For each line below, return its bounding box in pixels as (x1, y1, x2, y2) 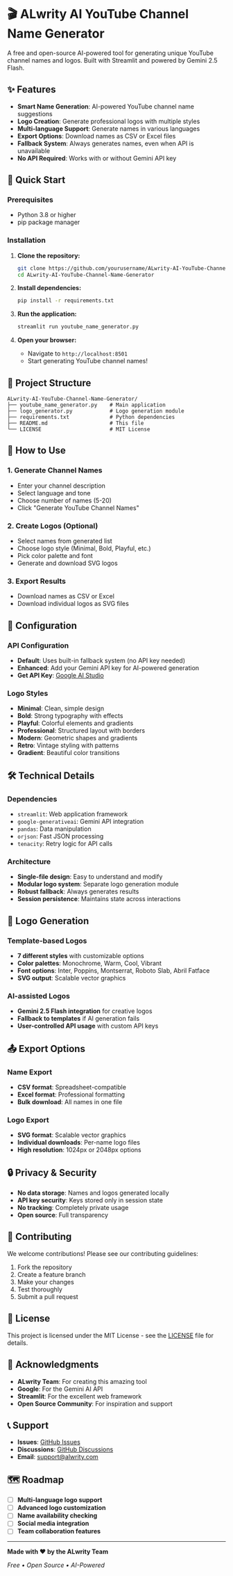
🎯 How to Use (7, 445, 66, 456)
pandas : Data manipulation (17, 825, 92, 833)
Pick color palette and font (17, 552, 94, 560)
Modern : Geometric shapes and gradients (17, 734, 138, 742)
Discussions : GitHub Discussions (17, 1445, 114, 1454)
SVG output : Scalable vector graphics (17, 973, 126, 982)
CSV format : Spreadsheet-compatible (17, 1083, 127, 1091)
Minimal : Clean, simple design (17, 704, 105, 713)
